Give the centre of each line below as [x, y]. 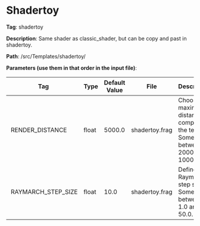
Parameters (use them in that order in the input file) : [71, 68]
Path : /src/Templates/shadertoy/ [46, 56]
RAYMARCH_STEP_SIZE [44, 191]
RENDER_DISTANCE [39, 130]
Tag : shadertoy [25, 27]
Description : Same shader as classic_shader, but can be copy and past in [96, 38]
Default [115, 82]
